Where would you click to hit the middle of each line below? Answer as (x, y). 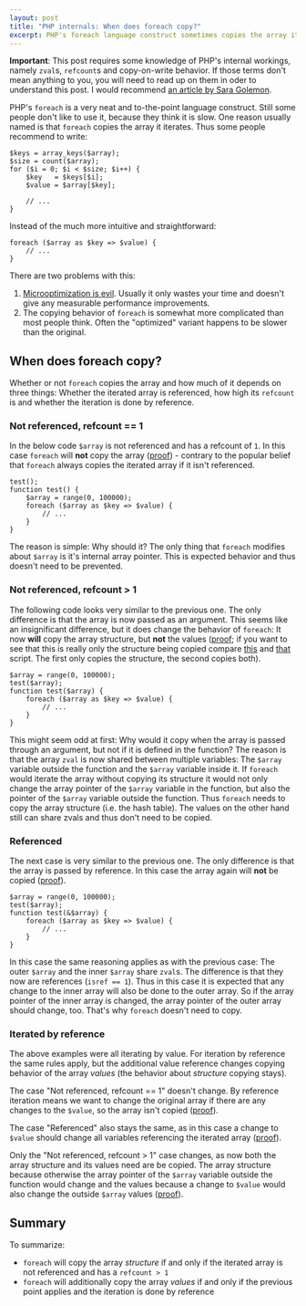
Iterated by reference (57, 1034)
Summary (38, 1222)
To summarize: (37, 1245)
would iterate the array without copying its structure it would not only (139, 778)
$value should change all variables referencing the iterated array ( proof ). (146, 1138)
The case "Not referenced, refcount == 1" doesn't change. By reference (144, 1091)
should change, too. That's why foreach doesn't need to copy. (126, 1010)
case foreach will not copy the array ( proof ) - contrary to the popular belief (150, 455)
